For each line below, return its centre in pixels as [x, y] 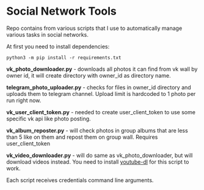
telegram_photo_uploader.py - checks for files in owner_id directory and [99, 87]
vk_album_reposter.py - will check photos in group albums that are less [97, 130]
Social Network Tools [62, 11]
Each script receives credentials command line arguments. [80, 180]
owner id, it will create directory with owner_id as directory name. [89, 75]
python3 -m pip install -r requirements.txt [64, 57]
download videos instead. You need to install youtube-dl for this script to [98, 162]
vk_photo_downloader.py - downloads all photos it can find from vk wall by [102, 69]
